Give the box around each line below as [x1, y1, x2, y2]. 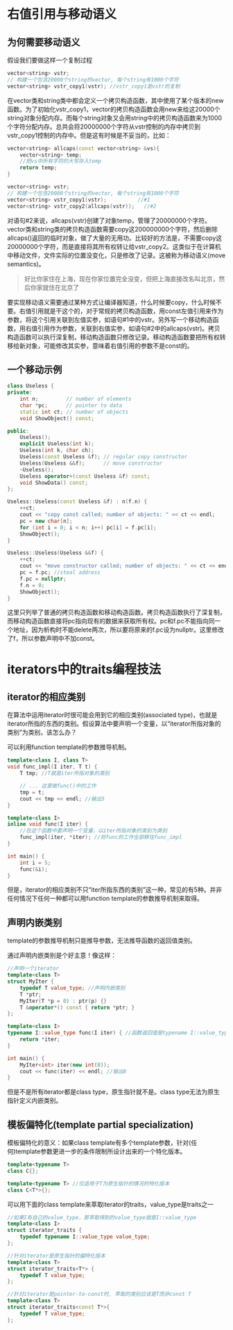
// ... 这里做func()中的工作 [19, 783, 96, 790]
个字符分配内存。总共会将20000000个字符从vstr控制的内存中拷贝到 [7, 122, 201, 131]
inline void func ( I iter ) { [7, 821, 89, 828]
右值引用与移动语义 [7, 6, 117, 22]
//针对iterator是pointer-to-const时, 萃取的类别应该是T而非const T [7, 1291, 192, 1298]
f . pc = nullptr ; [19, 575, 67, 582]
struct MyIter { [7, 978, 54, 985]
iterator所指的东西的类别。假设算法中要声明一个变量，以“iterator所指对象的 [7, 719, 221, 728]
